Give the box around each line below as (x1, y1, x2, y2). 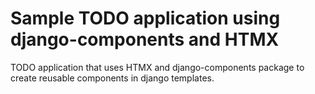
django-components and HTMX (10, 28, 280, 51)
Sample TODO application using (10, 7, 281, 30)
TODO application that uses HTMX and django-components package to (10, 61, 305, 73)
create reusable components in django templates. (10, 72, 215, 84)
